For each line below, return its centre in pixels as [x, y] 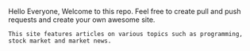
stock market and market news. [60, 41]
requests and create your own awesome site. [82, 20]
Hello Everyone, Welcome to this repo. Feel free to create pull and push [125, 11]
